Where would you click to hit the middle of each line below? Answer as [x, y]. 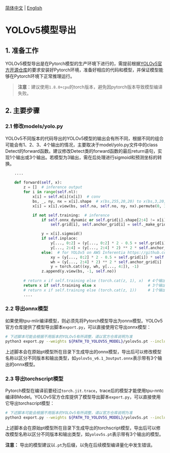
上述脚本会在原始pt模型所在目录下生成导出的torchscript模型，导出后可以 [81, 428]
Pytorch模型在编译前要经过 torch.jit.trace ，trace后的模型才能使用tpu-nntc [84, 390]
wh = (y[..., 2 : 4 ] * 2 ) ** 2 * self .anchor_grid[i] [106, 262]
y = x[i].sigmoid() [62, 234]
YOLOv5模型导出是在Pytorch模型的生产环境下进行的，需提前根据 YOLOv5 [81, 63]
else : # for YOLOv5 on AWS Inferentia [83, 252]
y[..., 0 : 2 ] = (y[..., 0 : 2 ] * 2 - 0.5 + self [99, 243]
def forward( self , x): [38, 183]
